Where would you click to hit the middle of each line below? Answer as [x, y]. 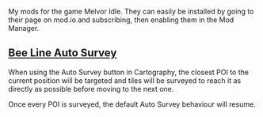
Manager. [24, 28]
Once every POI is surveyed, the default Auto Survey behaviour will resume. [132, 104]
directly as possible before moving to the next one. [91, 89]
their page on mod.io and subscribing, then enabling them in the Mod [121, 20]
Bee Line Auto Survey [63, 53]
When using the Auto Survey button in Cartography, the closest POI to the [129, 72]
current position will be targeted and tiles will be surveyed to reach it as [125, 80]
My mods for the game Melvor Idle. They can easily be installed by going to [131, 11]
